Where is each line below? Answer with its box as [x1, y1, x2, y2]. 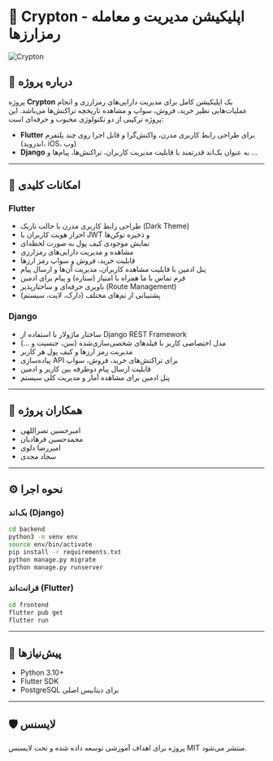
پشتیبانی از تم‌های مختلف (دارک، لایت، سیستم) [19, 291, 161, 300]
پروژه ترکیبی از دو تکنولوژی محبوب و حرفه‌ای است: [8, 114, 164, 124]
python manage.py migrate [8, 555, 96, 564]
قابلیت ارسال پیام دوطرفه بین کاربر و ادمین [19, 364, 152, 374]
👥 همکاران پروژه [8, 404, 83, 418]
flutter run [8, 616, 49, 624]
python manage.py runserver [8, 563, 104, 571]
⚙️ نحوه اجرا [8, 482, 63, 496]
